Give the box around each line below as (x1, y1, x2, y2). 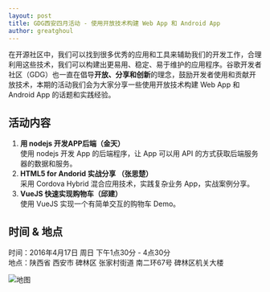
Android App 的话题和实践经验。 (8, 90, 116, 100)
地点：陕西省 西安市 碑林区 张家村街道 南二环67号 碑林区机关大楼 (8, 258, 224, 267)
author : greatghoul (8, 27, 74, 35)
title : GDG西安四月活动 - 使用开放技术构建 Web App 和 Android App (8, 19, 221, 27)
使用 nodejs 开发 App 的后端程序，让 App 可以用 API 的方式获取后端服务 (19, 149, 259, 158)
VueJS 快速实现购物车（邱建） (19, 189, 122, 199)
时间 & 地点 (8, 224, 63, 238)
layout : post (8, 11, 52, 20)
